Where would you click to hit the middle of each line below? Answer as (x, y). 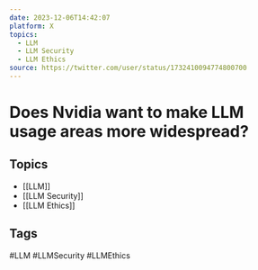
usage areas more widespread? (129, 132)
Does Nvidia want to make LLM (127, 112)
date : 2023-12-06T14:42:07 (60, 18)
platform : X (31, 26)
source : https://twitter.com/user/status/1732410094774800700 (128, 68)
